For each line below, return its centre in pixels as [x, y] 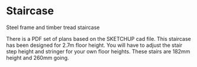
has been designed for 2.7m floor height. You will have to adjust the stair [94, 45]
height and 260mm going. [38, 58]
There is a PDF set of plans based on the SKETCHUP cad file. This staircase [98, 39]
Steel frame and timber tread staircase [53, 27]
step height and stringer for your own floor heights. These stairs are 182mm [98, 51]
